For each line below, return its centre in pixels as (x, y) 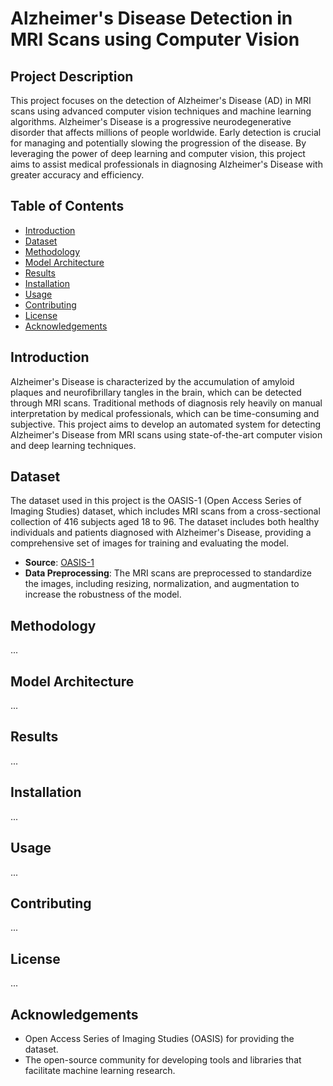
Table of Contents (67, 206)
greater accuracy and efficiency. (77, 175)
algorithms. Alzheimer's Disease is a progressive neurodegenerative (151, 121)
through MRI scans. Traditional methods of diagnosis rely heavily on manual (166, 403)
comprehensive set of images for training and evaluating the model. (149, 543)
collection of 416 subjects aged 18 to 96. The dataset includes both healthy (165, 522)
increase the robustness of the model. (103, 594)
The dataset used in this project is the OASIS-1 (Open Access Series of (156, 501)
